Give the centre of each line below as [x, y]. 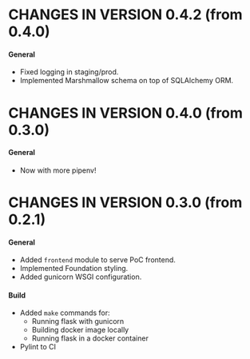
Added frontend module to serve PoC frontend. [97, 260]
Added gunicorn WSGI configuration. [81, 277]
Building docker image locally [80, 330]
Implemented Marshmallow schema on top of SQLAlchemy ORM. [127, 81]
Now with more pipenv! [58, 170]
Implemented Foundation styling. [74, 269]
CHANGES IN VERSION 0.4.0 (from [126, 113]
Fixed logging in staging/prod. [69, 72]
